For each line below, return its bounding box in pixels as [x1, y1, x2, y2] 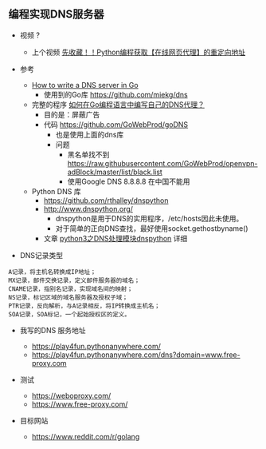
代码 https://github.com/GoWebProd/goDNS [43, 119, 189, 129]
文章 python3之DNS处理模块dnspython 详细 [43, 233, 188, 243]
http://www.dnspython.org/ [43, 204, 134, 213]
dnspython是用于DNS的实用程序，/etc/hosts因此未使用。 [55, 213, 244, 223]
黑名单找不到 [67, 149, 110, 159]
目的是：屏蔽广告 [43, 109, 100, 119]
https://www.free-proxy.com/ [31, 399, 128, 409]
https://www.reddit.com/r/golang [31, 431, 140, 441]
